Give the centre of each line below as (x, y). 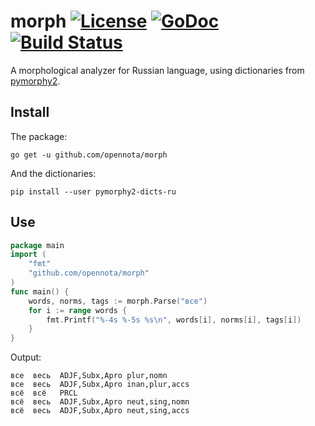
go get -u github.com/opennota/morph (89, 155)
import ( (28, 255)
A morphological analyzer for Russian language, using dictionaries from (157, 70)
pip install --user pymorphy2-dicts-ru (93, 191)
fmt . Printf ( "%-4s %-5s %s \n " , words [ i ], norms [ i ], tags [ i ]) (174, 320)
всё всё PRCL (44, 393)
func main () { (40, 291)
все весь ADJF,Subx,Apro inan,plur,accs (100, 385)
